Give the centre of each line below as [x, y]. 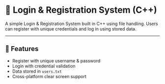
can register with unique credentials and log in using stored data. [71, 28]
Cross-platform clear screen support [49, 76]
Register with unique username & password [56, 60]
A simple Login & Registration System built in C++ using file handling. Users [82, 24]
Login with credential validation [44, 66]
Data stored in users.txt [37, 71]
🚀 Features [22, 49]
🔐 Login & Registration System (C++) [81, 10]
